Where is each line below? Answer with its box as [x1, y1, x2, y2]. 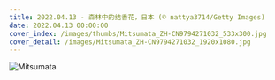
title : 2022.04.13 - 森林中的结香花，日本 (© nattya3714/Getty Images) [9, 12, 265, 22]
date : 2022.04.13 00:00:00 [9, 21, 109, 30]
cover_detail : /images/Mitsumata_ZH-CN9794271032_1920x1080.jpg [9, 37, 251, 47]
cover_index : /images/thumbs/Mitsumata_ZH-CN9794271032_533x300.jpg [9, 29, 267, 38]
